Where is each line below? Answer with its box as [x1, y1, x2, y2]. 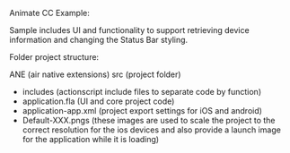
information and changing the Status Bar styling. [9, 35, 189, 45]
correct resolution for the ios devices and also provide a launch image [22, 124, 281, 135]
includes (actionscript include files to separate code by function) [22, 87, 262, 97]
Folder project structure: [9, 52, 100, 62]
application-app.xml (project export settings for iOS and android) [22, 106, 263, 115]
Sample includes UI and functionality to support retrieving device [9, 25, 250, 35]
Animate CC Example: [9, 8, 90, 18]
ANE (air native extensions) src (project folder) [9, 69, 181, 80]
